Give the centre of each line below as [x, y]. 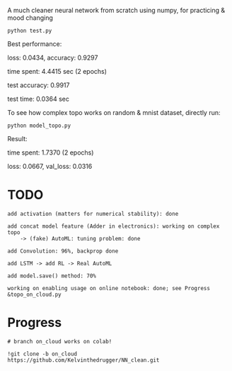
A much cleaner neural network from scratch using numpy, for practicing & [116, 10]
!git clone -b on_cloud [42, 354]
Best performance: [35, 44]
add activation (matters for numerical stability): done [93, 214]
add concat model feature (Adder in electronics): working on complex [114, 226]
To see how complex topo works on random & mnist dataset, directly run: [114, 112]
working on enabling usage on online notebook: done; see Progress [109, 288]
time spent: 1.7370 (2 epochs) [51, 153]
